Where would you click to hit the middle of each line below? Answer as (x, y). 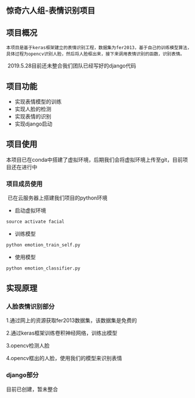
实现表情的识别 (33, 117)
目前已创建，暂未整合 (32, 389)
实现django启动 (33, 124)
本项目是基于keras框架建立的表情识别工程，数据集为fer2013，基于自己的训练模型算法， (99, 48)
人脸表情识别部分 (30, 307)
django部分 (22, 375)
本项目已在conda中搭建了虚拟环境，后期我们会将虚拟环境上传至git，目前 (95, 159)
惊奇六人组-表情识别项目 (51, 11)
